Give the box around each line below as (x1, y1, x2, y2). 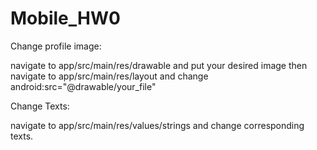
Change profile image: (10, 40, 102, 52)
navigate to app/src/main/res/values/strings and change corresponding (10, 119, 305, 131)
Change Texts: (10, 100, 70, 112)
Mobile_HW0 (10, 7, 121, 30)
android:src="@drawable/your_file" (10, 80, 157, 92)
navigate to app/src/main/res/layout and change (10, 70, 209, 82)
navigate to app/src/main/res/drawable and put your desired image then (10, 59, 308, 71)
